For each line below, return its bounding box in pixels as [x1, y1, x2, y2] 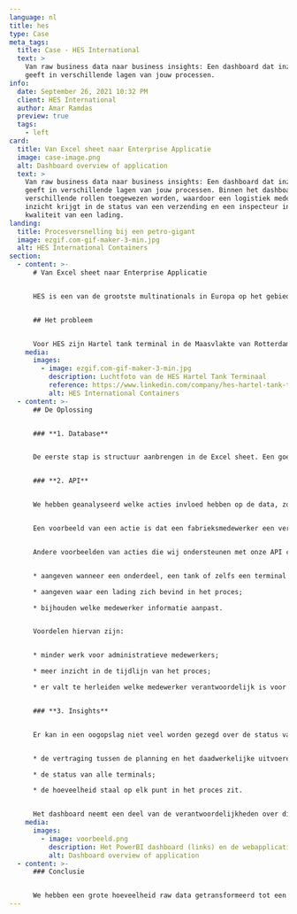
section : [9, 252, 42, 261]
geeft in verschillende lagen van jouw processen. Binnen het [25, 186, 259, 195]
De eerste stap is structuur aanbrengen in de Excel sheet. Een [32, 453, 275, 461]
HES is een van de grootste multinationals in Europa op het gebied [32, 291, 291, 301]
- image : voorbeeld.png [41, 834, 128, 843]
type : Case [9, 29, 49, 38]
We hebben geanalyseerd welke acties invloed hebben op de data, [32, 500, 278, 509]
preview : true [17, 112, 69, 120]
